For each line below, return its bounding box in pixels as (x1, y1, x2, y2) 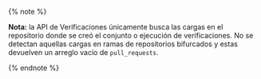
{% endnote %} (8, 63, 60, 73)
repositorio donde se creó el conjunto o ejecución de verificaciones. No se (8, 31, 254, 40)
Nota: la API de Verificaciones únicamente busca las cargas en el (8, 22, 223, 31)
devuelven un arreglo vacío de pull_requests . (8, 48, 159, 57)
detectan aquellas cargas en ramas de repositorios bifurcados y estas (8, 39, 238, 49)
